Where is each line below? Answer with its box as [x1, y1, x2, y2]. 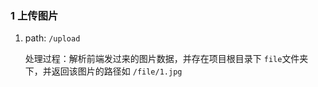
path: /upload [24, 32, 81, 44]
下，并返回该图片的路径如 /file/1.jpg [24, 65, 183, 77]
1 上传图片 [10, 8, 59, 22]
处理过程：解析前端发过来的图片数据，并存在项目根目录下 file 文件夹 [24, 53, 309, 65]
